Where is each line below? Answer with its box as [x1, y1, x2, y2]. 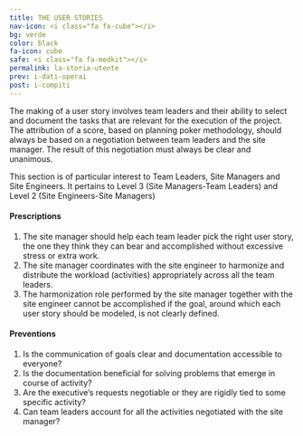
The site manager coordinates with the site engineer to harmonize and [22, 260, 285, 270]
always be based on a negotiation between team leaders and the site [9, 134, 267, 145]
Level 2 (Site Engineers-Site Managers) [9, 190, 156, 201]
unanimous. [9, 153, 53, 164]
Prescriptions [9, 211, 62, 222]
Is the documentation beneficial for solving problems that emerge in [22, 368, 276, 379]
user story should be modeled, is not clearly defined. [22, 308, 220, 318]
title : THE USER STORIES [9, 13, 103, 23]
